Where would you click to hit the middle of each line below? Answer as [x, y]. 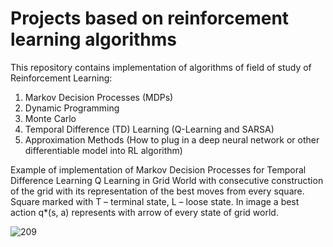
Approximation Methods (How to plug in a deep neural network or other [172, 139]
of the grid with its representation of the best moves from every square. [157, 191]
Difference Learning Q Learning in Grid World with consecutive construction [167, 180]
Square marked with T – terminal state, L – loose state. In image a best [155, 201]
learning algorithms [93, 39]
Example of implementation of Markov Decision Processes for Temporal [158, 169]
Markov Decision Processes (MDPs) [99, 97]
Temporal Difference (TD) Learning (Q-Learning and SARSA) [149, 129]
